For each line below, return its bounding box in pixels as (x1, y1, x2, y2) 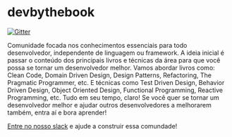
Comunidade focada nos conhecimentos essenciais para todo (7, 41, 188, 49)
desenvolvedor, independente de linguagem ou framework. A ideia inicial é (7, 48, 224, 57)
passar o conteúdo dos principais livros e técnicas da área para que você (7, 56, 221, 64)
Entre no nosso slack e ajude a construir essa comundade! (7, 122, 178, 130)
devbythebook (7, 4, 95, 20)
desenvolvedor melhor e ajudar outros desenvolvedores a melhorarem (7, 100, 212, 109)
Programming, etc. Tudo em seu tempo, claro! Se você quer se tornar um (7, 93, 220, 102)
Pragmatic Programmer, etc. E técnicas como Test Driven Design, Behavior (7, 78, 225, 86)
